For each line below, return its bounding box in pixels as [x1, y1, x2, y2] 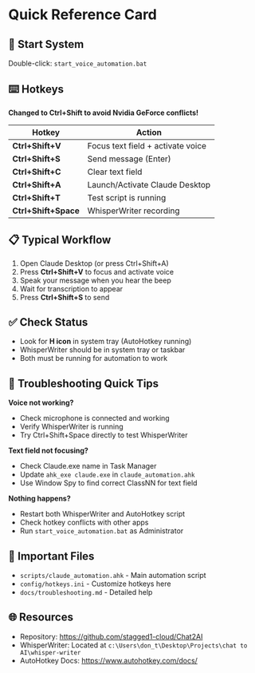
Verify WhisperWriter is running [19, 422, 124, 432]
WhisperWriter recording [87, 205, 181, 216]
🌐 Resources [8, 611, 74, 624]
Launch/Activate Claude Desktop [87, 179, 211, 190]
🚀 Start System [8, 38, 84, 51]
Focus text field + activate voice [87, 140, 207, 151]
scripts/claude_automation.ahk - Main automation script [19, 571, 206, 580]
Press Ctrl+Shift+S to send [19, 292, 110, 302]
